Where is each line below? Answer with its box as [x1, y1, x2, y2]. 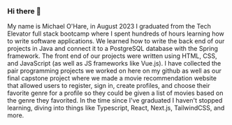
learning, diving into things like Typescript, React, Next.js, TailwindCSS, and [7, 104, 225, 112]
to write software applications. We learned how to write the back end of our [7, 37, 225, 45]
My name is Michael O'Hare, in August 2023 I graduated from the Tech [7, 22, 211, 31]
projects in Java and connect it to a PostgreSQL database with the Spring [7, 45, 219, 53]
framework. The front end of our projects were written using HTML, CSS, [7, 52, 217, 60]
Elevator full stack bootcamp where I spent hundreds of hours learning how [7, 29, 225, 38]
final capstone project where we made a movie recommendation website [7, 74, 217, 82]
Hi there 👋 [7, 6, 42, 16]
